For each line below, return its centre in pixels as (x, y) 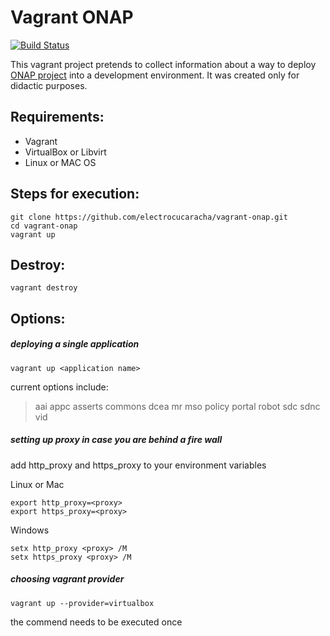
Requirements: (57, 117)
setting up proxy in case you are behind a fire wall (116, 440)
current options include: (59, 387)
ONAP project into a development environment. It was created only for (155, 75)
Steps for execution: (75, 194)
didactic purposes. (49, 85)
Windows (30, 530)
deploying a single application (75, 344)
